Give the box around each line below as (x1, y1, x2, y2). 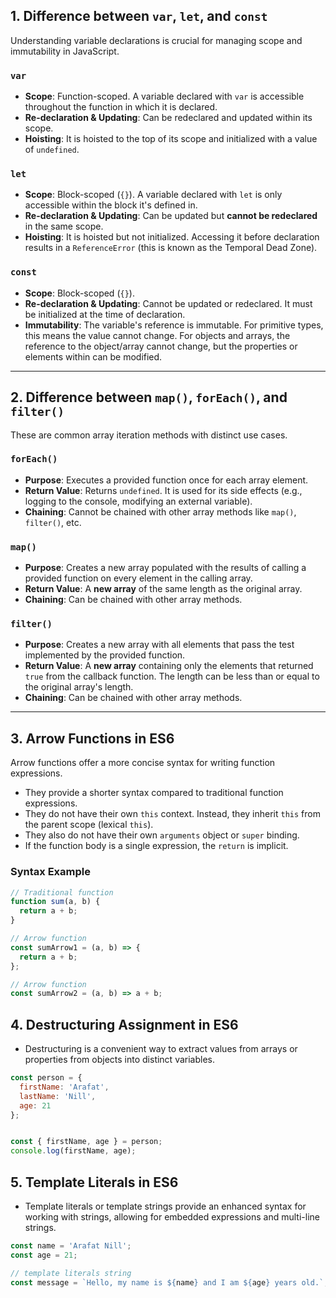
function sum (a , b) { (10, 897, 101, 907)
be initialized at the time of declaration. (24, 308, 186, 320)
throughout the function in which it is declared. (24, 101, 218, 113)
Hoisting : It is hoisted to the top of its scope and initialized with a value (24, 133, 318, 145)
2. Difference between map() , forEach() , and (10, 389, 288, 406)
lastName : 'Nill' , (19, 1091, 97, 1101)
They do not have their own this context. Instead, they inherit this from (24, 808, 321, 820)
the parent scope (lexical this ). (24, 819, 154, 831)
